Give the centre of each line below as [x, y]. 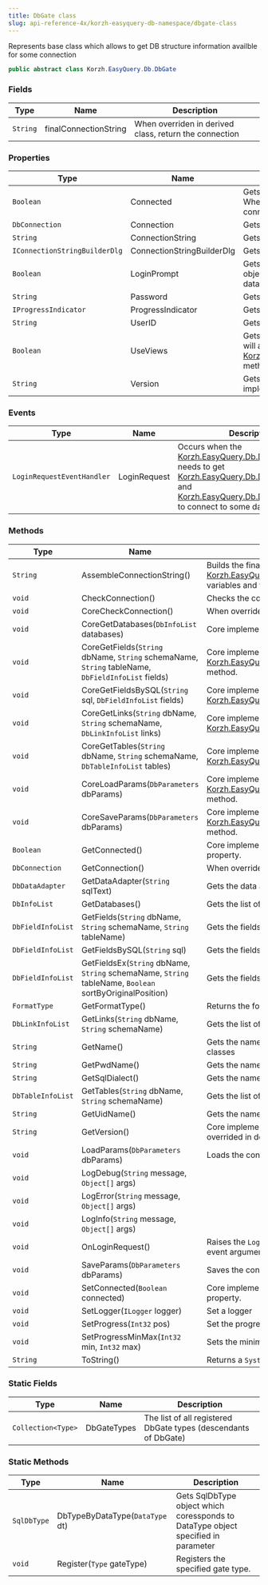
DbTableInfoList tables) [126, 766]
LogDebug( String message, [134, 1172]
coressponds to [205, 1516]
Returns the [228, 1006]
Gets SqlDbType [206, 1496]
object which [200, 1506]
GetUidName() [108, 1114]
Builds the [225, 565]
